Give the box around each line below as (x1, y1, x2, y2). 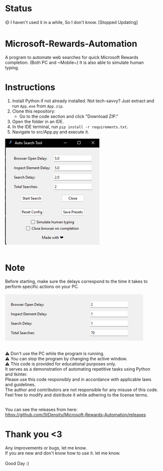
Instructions (5, 82, 55, 93)
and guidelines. (5, 381, 36, 387)
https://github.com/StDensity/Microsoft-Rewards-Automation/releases (5, 412, 146, 417)
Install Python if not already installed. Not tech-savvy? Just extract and (12, 98, 154, 104)
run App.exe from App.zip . (12, 103, 64, 109)
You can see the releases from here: (5, 406, 78, 412)
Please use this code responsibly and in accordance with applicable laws (5, 376, 152, 382)
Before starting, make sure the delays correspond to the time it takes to (5, 278, 148, 284)
